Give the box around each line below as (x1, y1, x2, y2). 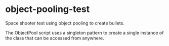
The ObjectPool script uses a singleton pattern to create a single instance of (5, 29, 164, 35)
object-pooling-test (5, 3, 90, 15)
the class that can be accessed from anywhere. (5, 35, 105, 41)
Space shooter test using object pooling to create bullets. (5, 20, 125, 26)
